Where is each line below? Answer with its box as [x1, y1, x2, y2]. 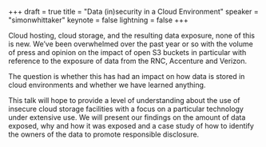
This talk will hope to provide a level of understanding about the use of [8, 96, 240, 105]
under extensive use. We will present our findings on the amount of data [8, 113, 246, 122]
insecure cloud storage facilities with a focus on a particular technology [8, 104, 244, 113]
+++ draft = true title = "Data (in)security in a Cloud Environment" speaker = [8, 7, 259, 16]
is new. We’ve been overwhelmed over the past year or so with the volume [8, 39, 253, 49]
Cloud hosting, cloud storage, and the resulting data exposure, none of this [8, 31, 256, 40]
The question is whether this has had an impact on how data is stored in [8, 72, 245, 81]
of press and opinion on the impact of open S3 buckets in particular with [8, 48, 247, 57]
